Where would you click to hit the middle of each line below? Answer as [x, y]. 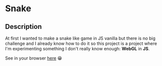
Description [23, 27]
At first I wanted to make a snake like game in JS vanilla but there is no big [81, 38]
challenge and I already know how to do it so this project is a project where [81, 44]
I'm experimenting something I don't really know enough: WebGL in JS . [78, 49]
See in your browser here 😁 [34, 58]
